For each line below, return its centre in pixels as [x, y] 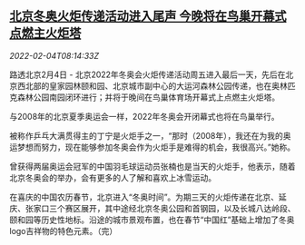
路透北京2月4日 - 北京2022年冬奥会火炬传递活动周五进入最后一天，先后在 [148, 74]
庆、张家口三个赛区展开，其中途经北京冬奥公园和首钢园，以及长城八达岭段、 [152, 208]
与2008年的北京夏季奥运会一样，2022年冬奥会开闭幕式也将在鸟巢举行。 [144, 116]
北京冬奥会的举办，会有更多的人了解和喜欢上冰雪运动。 [113, 177]
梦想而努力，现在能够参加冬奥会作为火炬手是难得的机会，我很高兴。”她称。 [156, 147]
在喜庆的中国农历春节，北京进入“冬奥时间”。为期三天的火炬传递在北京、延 [148, 197]
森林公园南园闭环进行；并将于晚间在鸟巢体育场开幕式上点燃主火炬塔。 [148, 97]
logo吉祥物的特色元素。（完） [64, 230]
